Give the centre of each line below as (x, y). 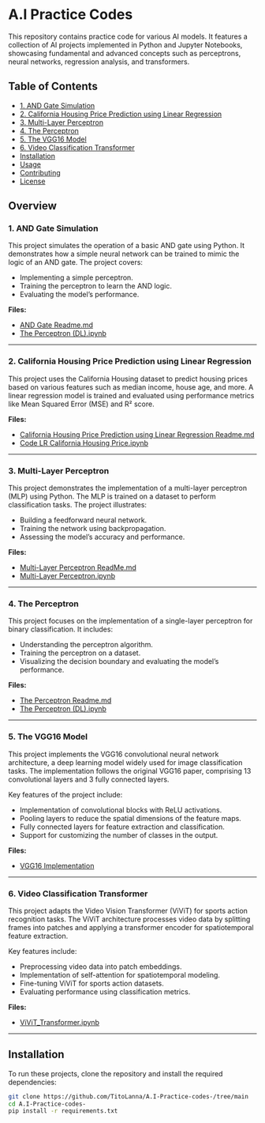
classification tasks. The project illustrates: (78, 505)
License (32, 181)
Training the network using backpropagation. (93, 529)
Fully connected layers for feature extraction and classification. (122, 827)
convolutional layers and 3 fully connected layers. (89, 779)
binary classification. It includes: (60, 629)
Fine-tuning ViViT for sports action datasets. (91, 983)
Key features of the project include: (65, 794)
